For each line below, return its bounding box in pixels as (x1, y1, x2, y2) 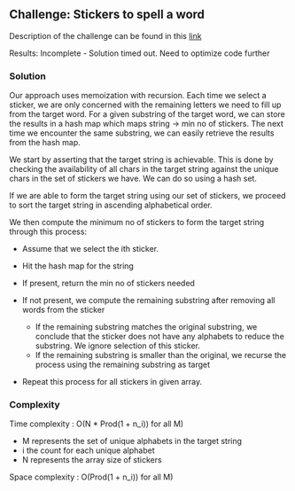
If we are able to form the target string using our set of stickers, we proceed (9, 191, 286, 201)
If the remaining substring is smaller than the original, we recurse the (35, 350, 286, 361)
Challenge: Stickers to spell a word (9, 7, 206, 22)
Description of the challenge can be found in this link (9, 30, 202, 41)
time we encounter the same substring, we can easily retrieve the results (9, 128, 275, 138)
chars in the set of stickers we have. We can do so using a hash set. (9, 173, 257, 184)
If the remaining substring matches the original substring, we (35, 322, 258, 332)
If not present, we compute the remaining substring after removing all (21, 295, 276, 306)
